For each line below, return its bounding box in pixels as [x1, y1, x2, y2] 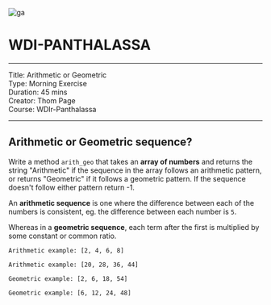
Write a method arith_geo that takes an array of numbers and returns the [8, 157, 252, 166]
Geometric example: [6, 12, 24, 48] [8, 289, 131, 297]
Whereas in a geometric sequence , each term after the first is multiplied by [8, 222, 260, 232]
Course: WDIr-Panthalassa [8, 104, 97, 114]
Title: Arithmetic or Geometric [8, 69, 107, 80]
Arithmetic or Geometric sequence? [8, 136, 193, 149]
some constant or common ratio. [8, 231, 117, 240]
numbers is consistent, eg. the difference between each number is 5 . [8, 207, 237, 216]
